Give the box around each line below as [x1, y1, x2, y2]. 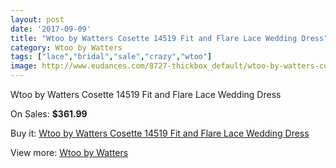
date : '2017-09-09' [10, 24, 92, 34]
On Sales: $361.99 [10, 108, 88, 120]
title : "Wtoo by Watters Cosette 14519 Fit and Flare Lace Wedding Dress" [10, 33, 329, 43]
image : [10, 61, 38, 71]
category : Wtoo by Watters [10, 42, 123, 53]
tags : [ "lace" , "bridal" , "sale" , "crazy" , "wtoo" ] [10, 52, 213, 62]
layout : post [10, 14, 65, 25]
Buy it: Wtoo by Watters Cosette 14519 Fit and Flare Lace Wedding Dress [10, 127, 310, 139]
